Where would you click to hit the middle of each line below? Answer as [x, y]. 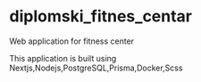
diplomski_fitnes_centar [101, 16]
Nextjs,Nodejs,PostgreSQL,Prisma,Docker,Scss [96, 68]
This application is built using [63, 58]
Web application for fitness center [72, 41]
